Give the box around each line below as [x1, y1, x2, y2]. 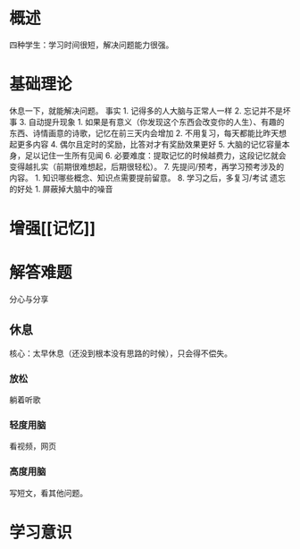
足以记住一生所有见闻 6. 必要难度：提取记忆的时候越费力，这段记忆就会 [24, 149, 287, 161]
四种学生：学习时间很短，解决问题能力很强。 [9, 39, 174, 50]
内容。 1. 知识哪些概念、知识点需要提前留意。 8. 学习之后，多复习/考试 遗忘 [9, 172, 286, 183]
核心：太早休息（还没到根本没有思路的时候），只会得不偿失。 [9, 348, 232, 359]
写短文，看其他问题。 [9, 487, 87, 498]
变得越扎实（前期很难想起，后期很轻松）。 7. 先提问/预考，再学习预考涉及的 [9, 161, 285, 172]
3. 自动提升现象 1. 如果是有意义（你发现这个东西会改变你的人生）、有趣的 [19, 116, 285, 127]
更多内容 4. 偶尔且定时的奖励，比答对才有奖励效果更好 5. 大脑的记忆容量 [16, 139, 283, 149]
